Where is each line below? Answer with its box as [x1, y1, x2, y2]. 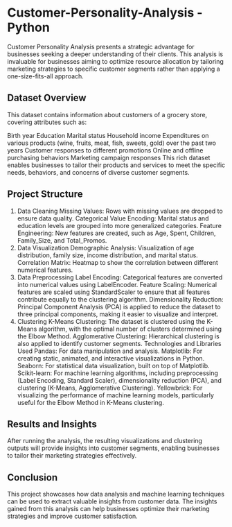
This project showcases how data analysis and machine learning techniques [7, 490, 225, 499]
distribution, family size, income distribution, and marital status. [17, 251, 199, 259]
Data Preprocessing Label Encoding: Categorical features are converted [17, 273, 223, 282]
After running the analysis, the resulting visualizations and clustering [7, 437, 203, 445]
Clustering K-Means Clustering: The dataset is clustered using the [17, 317, 206, 325]
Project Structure [7, 189, 83, 200]
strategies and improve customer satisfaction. [7, 512, 139, 521]
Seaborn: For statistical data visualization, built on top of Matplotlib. [17, 361, 210, 370]
